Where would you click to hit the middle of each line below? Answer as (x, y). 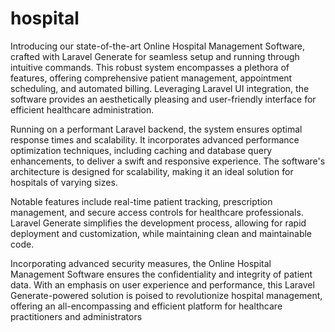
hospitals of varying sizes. (64, 182)
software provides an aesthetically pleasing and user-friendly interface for (163, 99)
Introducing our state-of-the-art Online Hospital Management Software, (157, 46)
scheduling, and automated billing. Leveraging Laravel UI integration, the (160, 88)
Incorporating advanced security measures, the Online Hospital (141, 263)
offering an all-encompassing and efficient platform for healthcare (146, 306)
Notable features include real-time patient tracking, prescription (141, 201)
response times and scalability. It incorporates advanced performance (155, 139)
